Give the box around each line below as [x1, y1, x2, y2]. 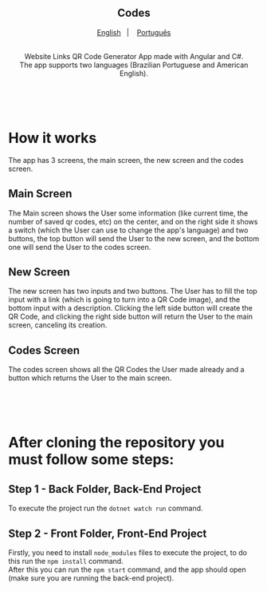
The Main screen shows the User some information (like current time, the [8, 208, 249, 218]
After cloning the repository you [8, 434, 225, 452]
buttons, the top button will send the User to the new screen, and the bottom [8, 233, 260, 243]
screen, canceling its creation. [8, 320, 108, 330]
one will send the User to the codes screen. [8, 242, 151, 252]
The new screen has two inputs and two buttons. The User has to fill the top [8, 287, 257, 296]
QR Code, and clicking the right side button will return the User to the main [8, 311, 253, 322]
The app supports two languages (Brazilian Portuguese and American [19, 60, 249, 69]
